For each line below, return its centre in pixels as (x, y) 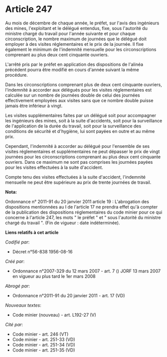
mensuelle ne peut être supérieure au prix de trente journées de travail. (78, 182)
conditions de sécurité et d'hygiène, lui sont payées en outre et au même (80, 131)
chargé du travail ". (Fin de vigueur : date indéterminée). (63, 223)
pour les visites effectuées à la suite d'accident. (54, 167)
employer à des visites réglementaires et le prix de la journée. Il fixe (75, 44)
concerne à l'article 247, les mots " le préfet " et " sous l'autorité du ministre (83, 217)
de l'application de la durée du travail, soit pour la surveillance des (73, 126)
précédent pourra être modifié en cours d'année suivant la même (72, 69)
